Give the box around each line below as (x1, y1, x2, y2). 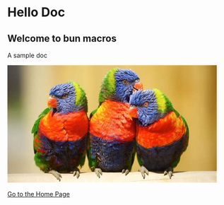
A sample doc (7, 51, 48, 59)
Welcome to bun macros (7, 33, 117, 45)
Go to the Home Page (7, 190, 71, 198)
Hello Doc (7, 4, 66, 20)
